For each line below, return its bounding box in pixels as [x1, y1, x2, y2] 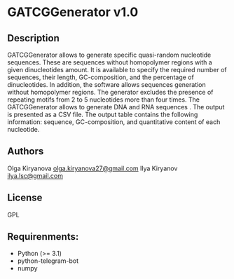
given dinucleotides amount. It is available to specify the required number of [7, 66, 227, 74]
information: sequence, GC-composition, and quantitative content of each [7, 118, 221, 126]
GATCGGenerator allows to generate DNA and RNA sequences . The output [7, 103, 225, 111]
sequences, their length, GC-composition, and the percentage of [7, 73, 194, 81]
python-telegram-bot [17, 257, 79, 265]
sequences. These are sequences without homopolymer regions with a [7, 58, 212, 67]
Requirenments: [7, 231, 79, 243]
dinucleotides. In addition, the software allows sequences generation [7, 81, 207, 88]
